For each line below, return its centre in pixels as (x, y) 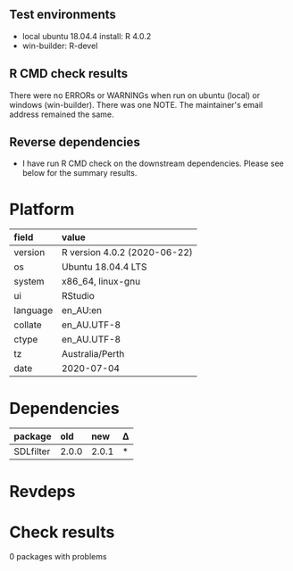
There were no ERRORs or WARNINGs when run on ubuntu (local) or (135, 95)
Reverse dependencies (75, 142)
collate (28, 325)
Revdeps (42, 491)
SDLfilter (32, 451)
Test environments (63, 15)
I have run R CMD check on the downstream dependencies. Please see (153, 163)
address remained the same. (62, 114)
